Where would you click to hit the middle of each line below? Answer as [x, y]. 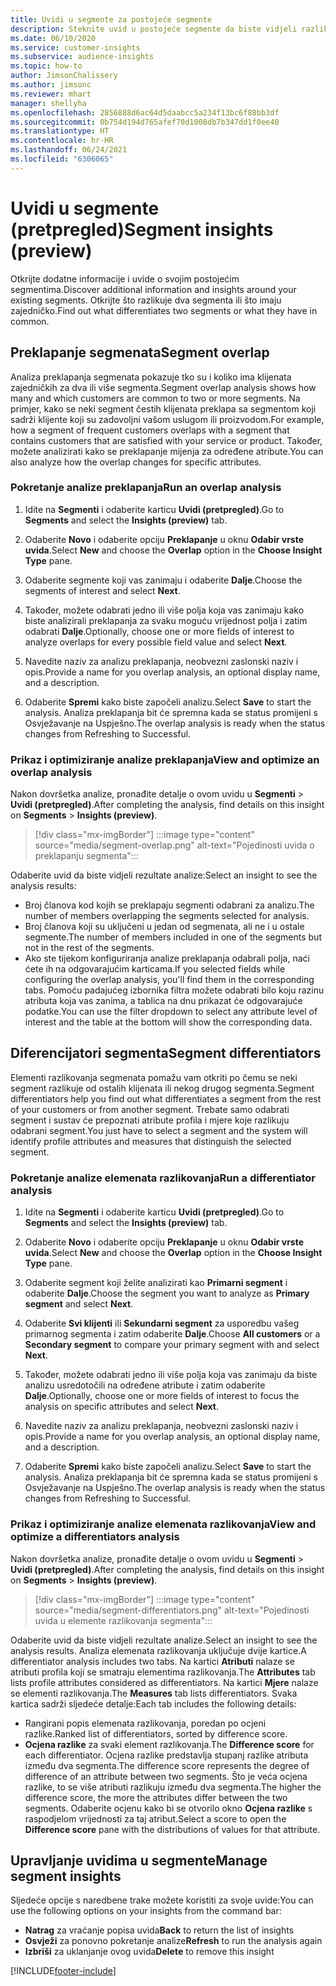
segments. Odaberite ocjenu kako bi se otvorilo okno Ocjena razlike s [168, 1808]
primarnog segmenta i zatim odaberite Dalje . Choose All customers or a [172, 1334]
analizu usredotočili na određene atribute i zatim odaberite [145, 1385]
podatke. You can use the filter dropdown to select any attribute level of [171, 1012]
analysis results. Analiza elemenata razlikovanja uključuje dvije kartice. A [158, 1650]
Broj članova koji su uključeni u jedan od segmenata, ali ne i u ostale [164, 927]
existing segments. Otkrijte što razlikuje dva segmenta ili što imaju [146, 300]
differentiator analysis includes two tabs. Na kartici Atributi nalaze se [152, 1661]
